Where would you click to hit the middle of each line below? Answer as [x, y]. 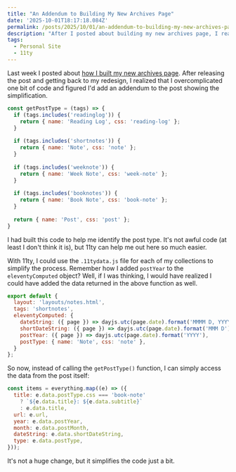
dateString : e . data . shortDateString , [69, 434]
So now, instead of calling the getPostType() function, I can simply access [114, 368]
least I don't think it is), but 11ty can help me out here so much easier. [107, 247]
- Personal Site [37, 46]
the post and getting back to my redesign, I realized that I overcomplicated [115, 80]
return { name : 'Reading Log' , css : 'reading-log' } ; [100, 121]
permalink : [23, 27]
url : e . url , [31, 415]
